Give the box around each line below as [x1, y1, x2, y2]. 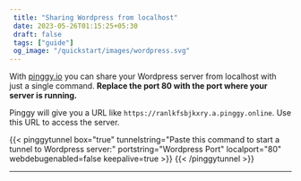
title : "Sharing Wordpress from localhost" [13, 13, 178, 22]
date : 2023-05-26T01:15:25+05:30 [13, 22, 139, 30]
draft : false [13, 30, 63, 39]
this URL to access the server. [9, 117, 120, 128]
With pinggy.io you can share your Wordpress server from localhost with [9, 71, 277, 82]
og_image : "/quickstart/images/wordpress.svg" [13, 47, 191, 56]
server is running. [9, 90, 78, 101]
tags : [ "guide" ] [13, 38, 74, 47]
